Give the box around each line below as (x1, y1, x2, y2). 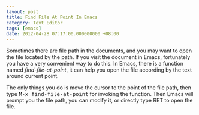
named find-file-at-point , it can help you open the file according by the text (6, 66, 192, 73)
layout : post (6, 8, 39, 15)
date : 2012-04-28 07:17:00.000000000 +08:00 (6, 31, 119, 37)
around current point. (6, 73, 59, 80)
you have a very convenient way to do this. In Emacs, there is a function (6, 60, 184, 67)
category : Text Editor (6, 20, 63, 26)
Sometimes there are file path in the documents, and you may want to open (6, 47, 192, 54)
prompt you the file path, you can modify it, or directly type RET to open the (6, 97, 193, 104)
